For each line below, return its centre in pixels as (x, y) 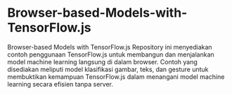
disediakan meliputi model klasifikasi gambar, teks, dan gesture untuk (108, 69)
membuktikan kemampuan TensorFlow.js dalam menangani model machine (116, 76)
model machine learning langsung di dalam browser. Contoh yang (103, 61)
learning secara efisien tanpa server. (60, 84)
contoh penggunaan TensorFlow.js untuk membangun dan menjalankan (111, 54)
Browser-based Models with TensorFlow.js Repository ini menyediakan (110, 47)
